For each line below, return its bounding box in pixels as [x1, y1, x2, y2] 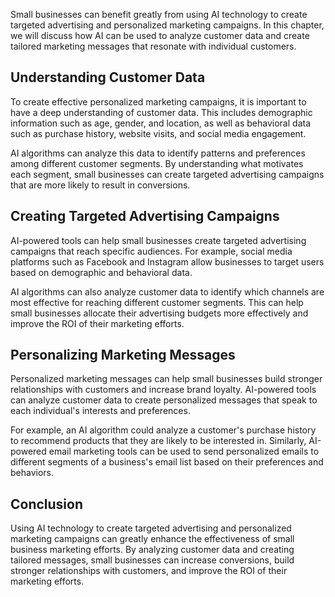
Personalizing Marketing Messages [10, 347, 236, 364]
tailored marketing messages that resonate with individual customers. [10, 40, 297, 52]
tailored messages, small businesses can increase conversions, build [10, 554, 295, 566]
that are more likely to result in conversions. [10, 179, 191, 191]
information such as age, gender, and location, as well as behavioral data [10, 117, 312, 129]
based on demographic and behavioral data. [10, 266, 193, 278]
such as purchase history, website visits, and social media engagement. [10, 127, 307, 139]
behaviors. [10, 467, 55, 479]
